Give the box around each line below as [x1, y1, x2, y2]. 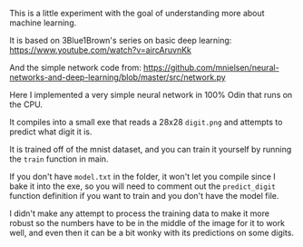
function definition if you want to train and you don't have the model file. [9, 191, 279, 201]
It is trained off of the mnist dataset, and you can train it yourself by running [9, 144, 292, 154]
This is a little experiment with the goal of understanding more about [9, 8, 265, 18]
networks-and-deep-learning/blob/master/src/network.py [9, 72, 227, 83]
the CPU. [9, 99, 44, 110]
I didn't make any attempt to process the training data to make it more [9, 208, 270, 219]
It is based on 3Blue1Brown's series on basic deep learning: [9, 35, 232, 45]
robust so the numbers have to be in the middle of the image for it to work [9, 218, 286, 228]
